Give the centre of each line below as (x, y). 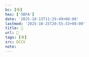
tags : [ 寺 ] (16, 38)
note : (11, 47)
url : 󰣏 (12, 33)
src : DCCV (15, 42)
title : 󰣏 (14, 28)
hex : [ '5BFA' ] (20, 14)
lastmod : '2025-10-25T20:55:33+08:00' (45, 24)
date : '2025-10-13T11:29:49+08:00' (42, 19)
